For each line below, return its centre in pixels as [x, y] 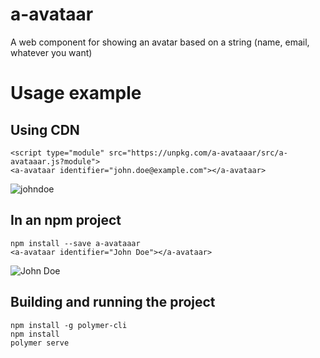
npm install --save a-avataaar [75, 243]
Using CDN [45, 129]
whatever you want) [51, 52]
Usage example [76, 93]
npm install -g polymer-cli [69, 325]
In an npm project [66, 220]
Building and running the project [113, 302]
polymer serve [40, 343]
